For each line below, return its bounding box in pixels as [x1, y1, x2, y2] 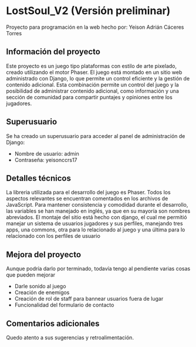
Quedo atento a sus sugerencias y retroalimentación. [6, 334, 134, 341]
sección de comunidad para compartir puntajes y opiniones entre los [6, 93, 173, 100]
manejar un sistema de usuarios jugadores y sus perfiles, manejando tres [6, 220, 183, 227]
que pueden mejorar [6, 271, 56, 278]
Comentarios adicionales [6, 318, 100, 328]
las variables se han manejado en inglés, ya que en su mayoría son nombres [6, 207, 191, 215]
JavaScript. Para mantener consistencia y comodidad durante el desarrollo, [6, 201, 188, 208]
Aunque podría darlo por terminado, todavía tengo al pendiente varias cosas [6, 265, 191, 272]
